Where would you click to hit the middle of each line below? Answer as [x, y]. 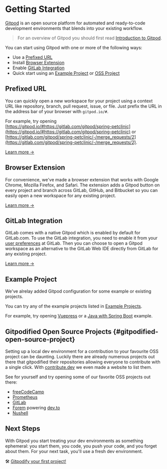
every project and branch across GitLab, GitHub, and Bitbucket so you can [82, 190]
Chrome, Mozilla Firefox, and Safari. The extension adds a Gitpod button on [83, 185]
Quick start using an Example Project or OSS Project [66, 73]
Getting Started [38, 9]
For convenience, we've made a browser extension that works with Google [82, 179]
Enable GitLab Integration [38, 68]
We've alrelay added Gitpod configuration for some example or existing [78, 291]
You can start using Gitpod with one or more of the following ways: [74, 47]
